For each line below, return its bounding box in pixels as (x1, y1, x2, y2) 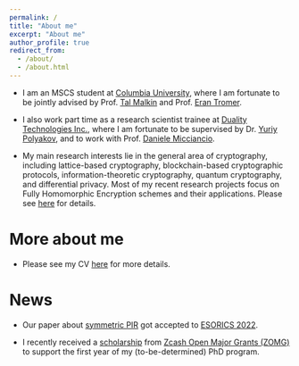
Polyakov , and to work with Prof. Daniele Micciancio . (21, 133, 216, 144)
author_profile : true (9, 37, 90, 47)
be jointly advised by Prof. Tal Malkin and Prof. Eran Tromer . (21, 96, 243, 107)
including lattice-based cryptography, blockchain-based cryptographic (21, 160, 284, 171)
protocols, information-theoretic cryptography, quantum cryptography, (21, 169, 283, 179)
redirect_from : (9, 46, 66, 55)
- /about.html (17, 63, 70, 72)
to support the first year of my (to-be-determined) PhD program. (21, 345, 261, 357)
